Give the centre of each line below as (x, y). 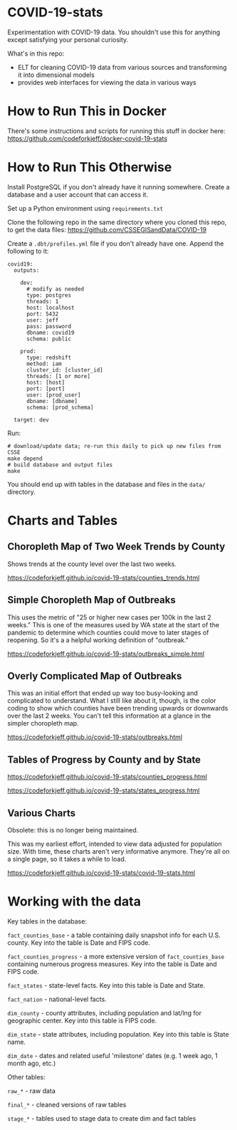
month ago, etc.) (32, 1063)
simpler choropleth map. (43, 723)
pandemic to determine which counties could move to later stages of (108, 632)
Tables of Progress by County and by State (104, 759)
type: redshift (49, 357)
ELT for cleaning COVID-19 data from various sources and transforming (122, 67)
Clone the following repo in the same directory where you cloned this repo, (117, 222)
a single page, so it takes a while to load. (67, 859)
